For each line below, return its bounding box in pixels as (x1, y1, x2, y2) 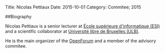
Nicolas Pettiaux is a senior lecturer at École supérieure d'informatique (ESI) (5, 23, 160, 29)
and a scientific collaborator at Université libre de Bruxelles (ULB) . (5, 28, 140, 34)
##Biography (5, 14, 32, 19)
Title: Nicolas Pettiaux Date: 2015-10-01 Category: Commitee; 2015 (5, 4, 141, 10)
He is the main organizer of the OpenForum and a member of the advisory (5, 38, 156, 44)
